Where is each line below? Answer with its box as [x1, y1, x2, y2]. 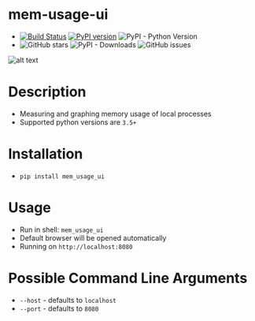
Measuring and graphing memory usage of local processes [19, 109, 212, 118]
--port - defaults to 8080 [19, 304, 99, 313]
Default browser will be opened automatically [19, 233, 167, 242]
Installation [8, 145, 83, 163]
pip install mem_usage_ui [19, 172, 105, 181]
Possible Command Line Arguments [8, 269, 248, 287]
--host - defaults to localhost [19, 295, 116, 304]
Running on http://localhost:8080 [19, 241, 133, 251]
